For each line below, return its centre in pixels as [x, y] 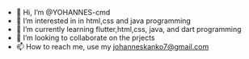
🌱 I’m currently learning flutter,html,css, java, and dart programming [129, 29]
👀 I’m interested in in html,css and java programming [103, 21]
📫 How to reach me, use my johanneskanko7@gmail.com [112, 47]
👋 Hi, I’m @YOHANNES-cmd [63, 12]
